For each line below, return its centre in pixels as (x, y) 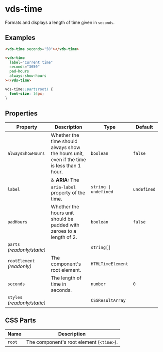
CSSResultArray (108, 301)
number (98, 284)
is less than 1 (66, 166)
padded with (65, 225)
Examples (20, 38)
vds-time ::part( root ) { (29, 89)
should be (62, 219)
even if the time (68, 160)
